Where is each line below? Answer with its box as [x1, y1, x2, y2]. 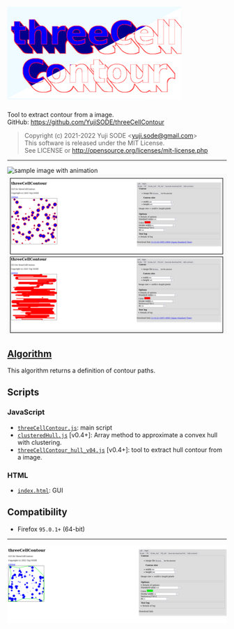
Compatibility [7, 506, 68, 518]
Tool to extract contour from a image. [7, 111, 114, 119]
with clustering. [17, 438, 62, 446]
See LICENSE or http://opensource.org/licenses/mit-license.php [24, 146, 208, 155]
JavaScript [7, 407, 45, 417]
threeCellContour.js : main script [17, 423, 113, 432]
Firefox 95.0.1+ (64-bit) [17, 524, 86, 533]
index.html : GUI [17, 486, 63, 494]
